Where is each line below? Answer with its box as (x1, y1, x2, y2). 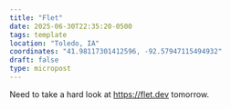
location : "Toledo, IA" (9, 38, 100, 48)
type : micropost (9, 64, 71, 74)
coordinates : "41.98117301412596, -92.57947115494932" (9, 47, 223, 56)
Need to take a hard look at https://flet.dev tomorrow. (9, 88, 210, 100)
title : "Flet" (9, 13, 64, 23)
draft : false (9, 55, 59, 64)
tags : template (9, 30, 68, 39)
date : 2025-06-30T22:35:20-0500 (9, 22, 132, 31)
